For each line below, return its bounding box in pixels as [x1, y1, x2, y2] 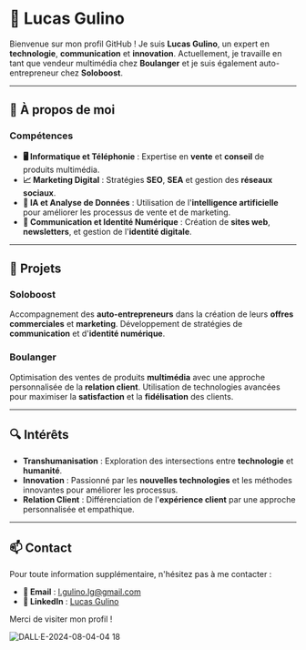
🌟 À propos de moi [9, 102, 116, 117]
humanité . [22, 465, 63, 476]
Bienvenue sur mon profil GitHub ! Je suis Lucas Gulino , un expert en [9, 38, 270, 49]
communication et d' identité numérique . [9, 328, 166, 340]
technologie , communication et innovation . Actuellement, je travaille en [9, 47, 282, 58]
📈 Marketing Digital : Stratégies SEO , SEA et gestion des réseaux [22, 174, 273, 185]
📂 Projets [9, 261, 62, 277]
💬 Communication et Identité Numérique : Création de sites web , [22, 216, 270, 227]
